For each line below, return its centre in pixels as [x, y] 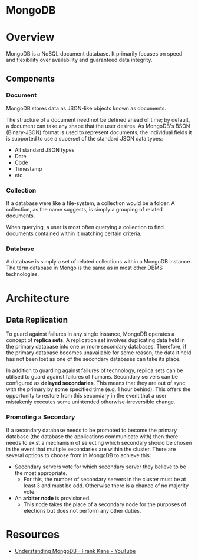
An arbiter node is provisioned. [53, 498]
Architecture [38, 298]
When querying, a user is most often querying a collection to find [85, 227]
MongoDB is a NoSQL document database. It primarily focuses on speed [94, 54]
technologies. [23, 274]
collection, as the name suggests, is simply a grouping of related [85, 210]
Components [30, 78]
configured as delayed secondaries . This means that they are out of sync [96, 383]
